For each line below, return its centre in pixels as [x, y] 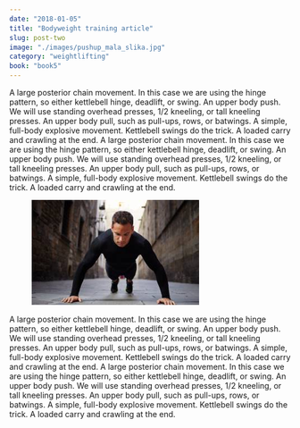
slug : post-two [37, 38]
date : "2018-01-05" [46, 19]
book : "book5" [36, 66]
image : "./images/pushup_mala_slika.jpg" [87, 47]
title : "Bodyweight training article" [81, 28]
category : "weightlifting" [59, 57]
